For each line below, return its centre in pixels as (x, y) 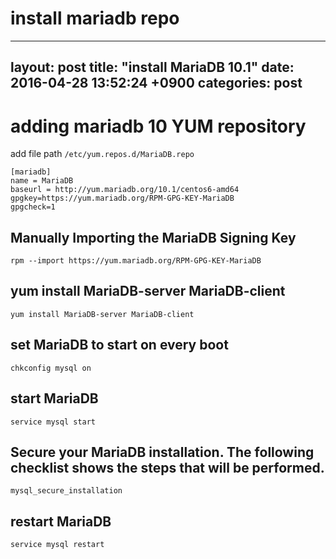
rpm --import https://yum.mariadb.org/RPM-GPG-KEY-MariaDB (136, 261)
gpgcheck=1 (33, 207)
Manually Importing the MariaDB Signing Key (153, 237)
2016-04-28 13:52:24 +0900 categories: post (156, 83)
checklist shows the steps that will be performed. (167, 467)
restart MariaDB (61, 521)
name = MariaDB (42, 181)
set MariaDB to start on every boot (119, 345)
